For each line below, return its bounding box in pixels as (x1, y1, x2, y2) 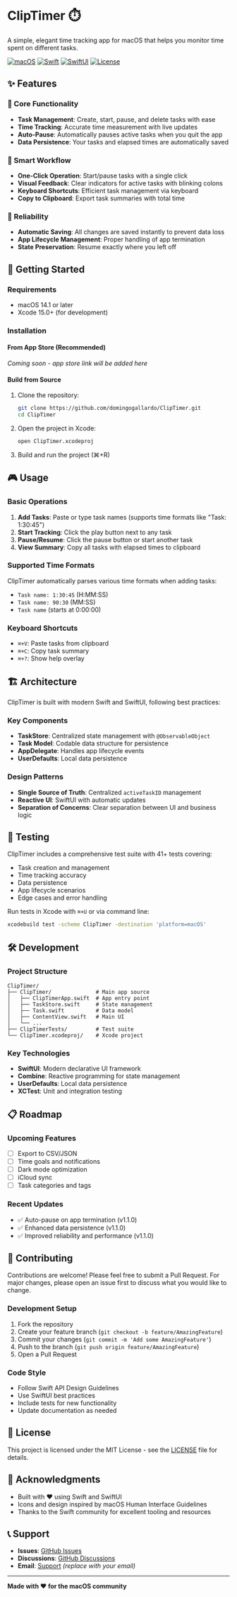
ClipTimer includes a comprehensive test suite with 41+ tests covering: (7, 849, 213, 859)
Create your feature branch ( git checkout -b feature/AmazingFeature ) (17, 1327, 224, 1336)
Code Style (7, 1368, 47, 1378)
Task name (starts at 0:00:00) (17, 605, 102, 614)
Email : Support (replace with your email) (17, 1562, 136, 1570)
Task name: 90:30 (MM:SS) (17, 597, 96, 606)
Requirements (7, 285, 57, 294)
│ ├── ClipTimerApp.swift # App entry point (7, 995, 150, 1002)
